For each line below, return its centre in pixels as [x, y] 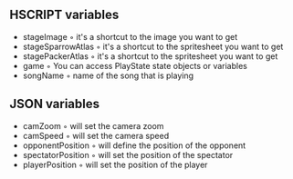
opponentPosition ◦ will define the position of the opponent [134, 145]
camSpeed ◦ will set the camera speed [96, 135]
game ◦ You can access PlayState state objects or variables [135, 65]
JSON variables [55, 104]
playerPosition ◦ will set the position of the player [115, 164]
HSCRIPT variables [64, 15]
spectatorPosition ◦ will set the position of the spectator [128, 154]
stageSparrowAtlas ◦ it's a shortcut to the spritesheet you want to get [153, 46]
